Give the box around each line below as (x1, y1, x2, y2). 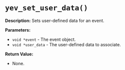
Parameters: (5, 27, 31, 33)
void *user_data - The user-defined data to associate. (12, 41, 121, 47)
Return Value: (5, 51, 34, 57)
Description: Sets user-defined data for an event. (5, 17, 105, 23)
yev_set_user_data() (5, 3, 89, 13)
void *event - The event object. (12, 36, 76, 42)
